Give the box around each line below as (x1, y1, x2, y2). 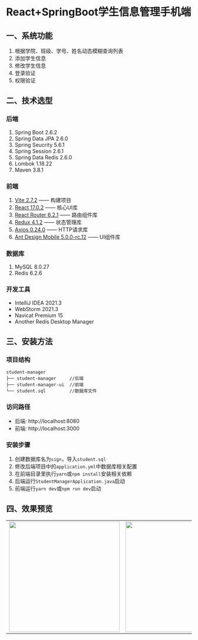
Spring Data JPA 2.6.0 (14, 135, 68, 142)
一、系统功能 (6, 31, 53, 41)
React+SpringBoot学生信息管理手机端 (6, 5, 192, 19)
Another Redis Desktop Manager (14, 318, 94, 325)
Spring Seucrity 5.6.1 (14, 141, 65, 148)
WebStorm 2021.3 (14, 305, 59, 312)
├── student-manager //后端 (6, 375, 84, 382)
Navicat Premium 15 (14, 312, 64, 319)
